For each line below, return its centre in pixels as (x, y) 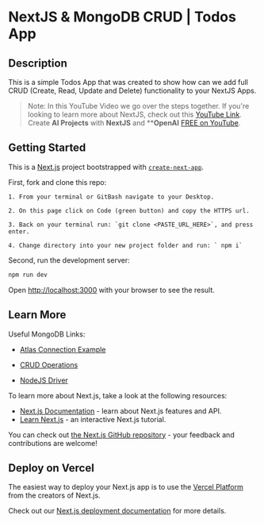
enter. (19, 231)
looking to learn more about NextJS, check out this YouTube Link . (134, 114)
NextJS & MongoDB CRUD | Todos (122, 17)
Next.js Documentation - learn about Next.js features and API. (121, 411)
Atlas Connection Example (63, 349)
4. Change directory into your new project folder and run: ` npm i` (126, 245)
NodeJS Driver (44, 380)
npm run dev (28, 275)
